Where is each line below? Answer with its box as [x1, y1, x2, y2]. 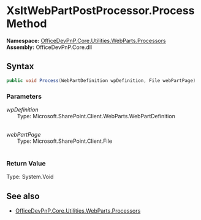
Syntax [6, 61, 34, 72]
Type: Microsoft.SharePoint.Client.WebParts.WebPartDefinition [17, 112, 176, 119]
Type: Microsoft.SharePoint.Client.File [17, 137, 112, 145]
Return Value [6, 159, 46, 167]
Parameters [6, 92, 42, 101]
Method [6, 17, 47, 31]
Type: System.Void [6, 173, 54, 181]
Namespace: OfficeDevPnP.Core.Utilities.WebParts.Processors [6, 37, 167, 44]
